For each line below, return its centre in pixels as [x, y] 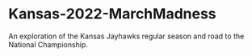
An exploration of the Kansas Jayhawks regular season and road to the [126, 36]
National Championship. [48, 44]
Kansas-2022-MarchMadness [112, 14]
